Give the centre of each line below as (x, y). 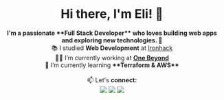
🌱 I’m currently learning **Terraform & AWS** (112, 65)
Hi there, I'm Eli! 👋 (112, 14)
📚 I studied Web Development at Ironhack (112, 48)
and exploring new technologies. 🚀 (112, 40)
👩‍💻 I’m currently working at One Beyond (112, 58)
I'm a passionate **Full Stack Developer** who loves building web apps (112, 33)
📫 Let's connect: (112, 80)
